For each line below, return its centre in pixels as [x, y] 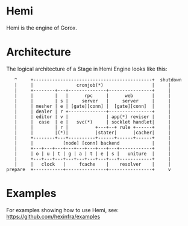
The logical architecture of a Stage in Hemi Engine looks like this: [87, 69]
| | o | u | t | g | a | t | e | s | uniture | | [92, 154]
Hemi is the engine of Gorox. [42, 28]
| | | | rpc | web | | [92, 96]
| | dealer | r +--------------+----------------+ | [92, 111]
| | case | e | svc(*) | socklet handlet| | [92, 122]
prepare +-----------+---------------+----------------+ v [89, 169]
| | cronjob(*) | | [92, 85]
